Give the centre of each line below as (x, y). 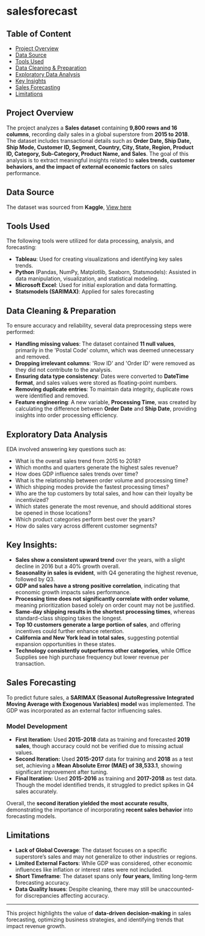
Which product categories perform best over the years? (85, 520)
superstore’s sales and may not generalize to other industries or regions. (106, 857)
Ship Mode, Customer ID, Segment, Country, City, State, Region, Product (100, 147)
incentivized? (32, 500)
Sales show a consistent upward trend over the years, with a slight (100, 559)
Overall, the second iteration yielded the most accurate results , (88, 803)
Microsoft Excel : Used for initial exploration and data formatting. (96, 285)
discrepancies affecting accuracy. (67, 895)
